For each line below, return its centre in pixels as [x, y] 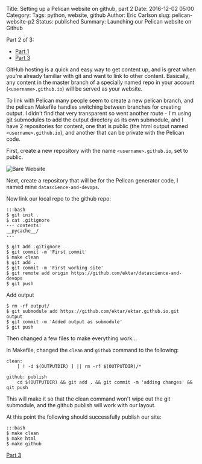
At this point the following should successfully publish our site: [84, 417]
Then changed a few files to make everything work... [72, 338]
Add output [20, 295]
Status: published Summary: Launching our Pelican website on [114, 21]
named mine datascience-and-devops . [53, 187]
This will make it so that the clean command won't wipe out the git [88, 399]
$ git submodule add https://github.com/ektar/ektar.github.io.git [93, 311]
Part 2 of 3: [20, 40]
